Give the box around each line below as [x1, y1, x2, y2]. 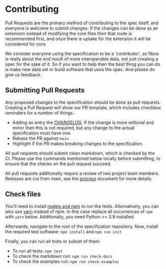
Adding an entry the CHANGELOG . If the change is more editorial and [12, 119, 154, 125]
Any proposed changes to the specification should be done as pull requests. [5, 99, 161, 105]
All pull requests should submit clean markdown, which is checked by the [5, 150, 155, 156]
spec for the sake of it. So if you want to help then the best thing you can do [5, 61, 161, 67]
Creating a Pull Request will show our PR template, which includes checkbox [5, 104, 161, 110]
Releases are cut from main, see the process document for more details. [5, 175, 153, 182]
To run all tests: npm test [12, 248, 63, 254]
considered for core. [5, 41, 47, 47]
